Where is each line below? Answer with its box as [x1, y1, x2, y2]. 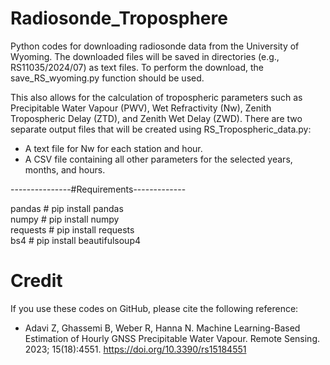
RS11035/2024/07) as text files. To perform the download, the [10, 61, 265, 73]
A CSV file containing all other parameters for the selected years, [24, 153, 293, 165]
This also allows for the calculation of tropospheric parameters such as [10, 91, 303, 103]
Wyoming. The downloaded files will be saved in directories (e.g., [10, 50, 280, 62]
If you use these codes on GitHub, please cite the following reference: [10, 302, 299, 314]
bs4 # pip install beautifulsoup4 [10, 234, 142, 246]
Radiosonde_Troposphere [10, 7, 228, 30]
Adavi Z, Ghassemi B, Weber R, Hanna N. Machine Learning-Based [24, 322, 301, 334]
